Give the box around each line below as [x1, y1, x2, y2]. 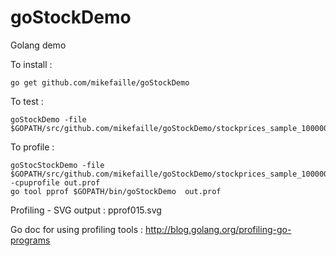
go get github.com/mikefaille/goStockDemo [10, 77, 190, 88]
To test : [10, 95, 44, 107]
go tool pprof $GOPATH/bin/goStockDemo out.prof [10, 186, 222, 196]
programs [10, 234, 51, 246]
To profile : [10, 141, 55, 153]
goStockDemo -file [10, 114, 87, 125]
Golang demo [10, 39, 67, 51]
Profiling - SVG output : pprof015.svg [10, 204, 162, 216]
